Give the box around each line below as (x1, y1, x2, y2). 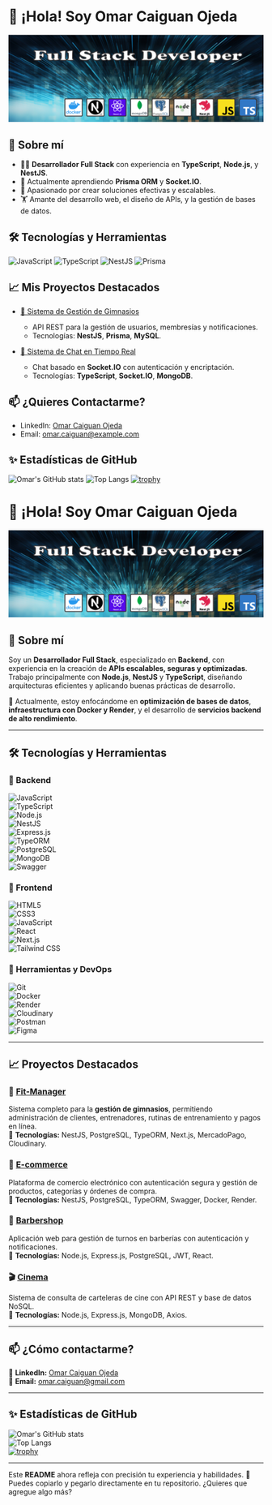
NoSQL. (8, 1301, 35, 1311)
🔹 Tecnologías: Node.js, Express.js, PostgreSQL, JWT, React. (8, 1250, 215, 1260)
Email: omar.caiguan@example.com (19, 429, 140, 439)
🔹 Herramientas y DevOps (8, 964, 113, 975)
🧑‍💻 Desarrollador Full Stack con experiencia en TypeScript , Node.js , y (19, 160, 259, 170)
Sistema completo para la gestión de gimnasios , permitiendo (8, 1104, 213, 1114)
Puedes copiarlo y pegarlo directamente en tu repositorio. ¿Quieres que (8, 1478, 248, 1488)
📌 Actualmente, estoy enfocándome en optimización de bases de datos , (8, 697, 252, 707)
